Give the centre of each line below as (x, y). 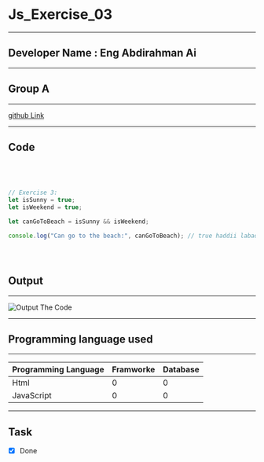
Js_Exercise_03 (60, 15)
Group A (29, 89)
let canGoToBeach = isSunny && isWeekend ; (79, 222)
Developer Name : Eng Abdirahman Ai (102, 53)
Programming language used (81, 339)
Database (181, 369)
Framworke (134, 369)
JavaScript (32, 396)
